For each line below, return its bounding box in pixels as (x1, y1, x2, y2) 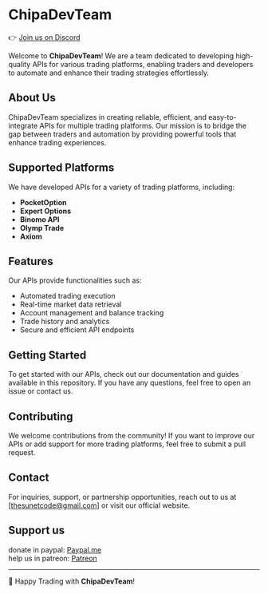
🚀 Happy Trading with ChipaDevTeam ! (8, 576, 136, 586)
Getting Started (8, 348, 87, 362)
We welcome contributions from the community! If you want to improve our (8, 431, 255, 440)
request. (8, 448, 36, 457)
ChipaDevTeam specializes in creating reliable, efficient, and (8, 112, 207, 121)
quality (8, 59, 31, 69)
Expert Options (19, 206, 72, 216)
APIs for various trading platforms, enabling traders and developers (32, 59, 254, 69)
